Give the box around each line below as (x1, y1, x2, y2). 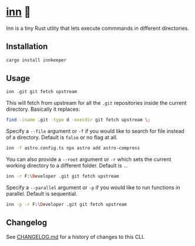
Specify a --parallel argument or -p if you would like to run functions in (6, 184, 180, 191)
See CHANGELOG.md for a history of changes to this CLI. (6, 233, 145, 240)
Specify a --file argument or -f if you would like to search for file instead (6, 128, 184, 135)
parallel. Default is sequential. (6, 190, 78, 197)
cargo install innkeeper (6, 57, 67, 63)
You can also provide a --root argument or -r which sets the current (6, 156, 172, 163)
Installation (6, 42, 48, 52)
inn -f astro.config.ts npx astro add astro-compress (6, 145, 141, 151)
